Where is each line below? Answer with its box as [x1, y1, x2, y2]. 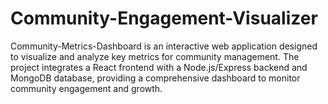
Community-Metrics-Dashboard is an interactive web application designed [10, 40, 318, 52]
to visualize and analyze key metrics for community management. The [10, 50, 300, 62]
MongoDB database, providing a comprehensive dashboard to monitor [10, 72, 301, 84]
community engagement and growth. [10, 82, 163, 94]
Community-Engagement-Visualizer [10, 7, 318, 30]
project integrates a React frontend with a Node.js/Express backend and [10, 61, 308, 73]
